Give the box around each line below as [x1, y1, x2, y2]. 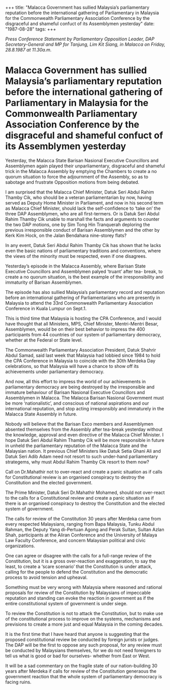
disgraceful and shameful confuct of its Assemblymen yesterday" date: [5, 20, 155, 27]
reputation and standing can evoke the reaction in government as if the [5, 595, 154, 601]
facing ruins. [5, 679, 32, 685]
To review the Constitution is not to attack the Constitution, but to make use [5, 610, 163, 617]
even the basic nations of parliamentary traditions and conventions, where [5, 248, 161, 254]
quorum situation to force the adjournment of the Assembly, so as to [5, 174, 149, 180]
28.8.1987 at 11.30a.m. [5, 47, 52, 53]
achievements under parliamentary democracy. [5, 368, 104, 375]
